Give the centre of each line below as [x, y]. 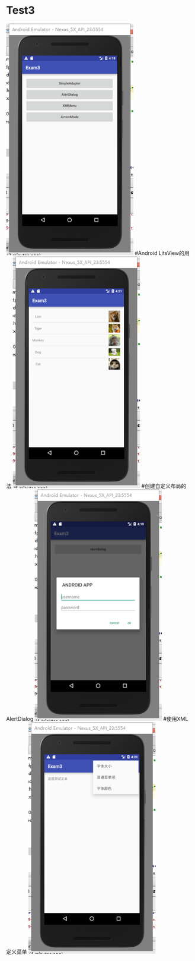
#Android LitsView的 [159, 253]
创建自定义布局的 [165, 486]
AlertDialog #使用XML [97, 719]
